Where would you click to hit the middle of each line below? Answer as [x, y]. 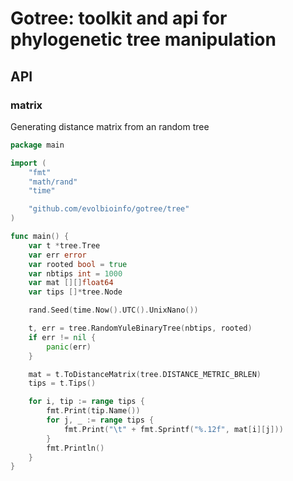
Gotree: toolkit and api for [119, 18]
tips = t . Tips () [62, 383]
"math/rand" [53, 182]
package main [37, 145]
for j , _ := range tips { [100, 420]
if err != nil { [62, 337]
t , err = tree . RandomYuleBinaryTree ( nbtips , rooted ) [140, 328]
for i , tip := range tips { [86, 402]
